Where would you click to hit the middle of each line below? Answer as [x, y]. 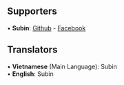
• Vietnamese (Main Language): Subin [62, 66]
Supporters [32, 11]
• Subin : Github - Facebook [46, 28]
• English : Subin [30, 74]
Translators [32, 50]
